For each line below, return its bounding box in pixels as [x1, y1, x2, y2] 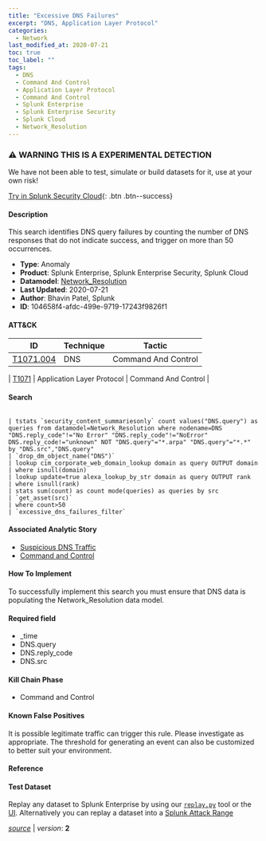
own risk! [8, 176, 38, 186]
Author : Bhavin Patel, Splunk [19, 293, 115, 303]
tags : [8, 64, 26, 72]
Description [8, 209, 49, 219]
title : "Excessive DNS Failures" [8, 11, 119, 20]
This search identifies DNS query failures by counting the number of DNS [8, 227, 249, 237]
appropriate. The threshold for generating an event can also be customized [8, 737, 255, 746]
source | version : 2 [8, 823, 70, 833]
